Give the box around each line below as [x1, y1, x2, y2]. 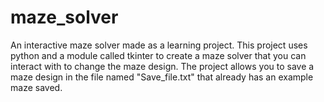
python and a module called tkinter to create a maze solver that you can [10, 49, 307, 61]
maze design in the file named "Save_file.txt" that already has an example [10, 71, 314, 83]
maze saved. [10, 81, 63, 93]
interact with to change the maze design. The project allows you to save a [10, 60, 315, 72]
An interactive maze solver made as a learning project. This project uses [10, 39, 308, 51]
